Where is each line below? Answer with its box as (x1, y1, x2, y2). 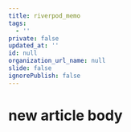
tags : (8, 19, 27, 27)
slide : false (8, 64, 52, 72)
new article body (8, 106, 123, 125)
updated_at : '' (8, 42, 59, 50)
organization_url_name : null (8, 57, 106, 65)
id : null (8, 49, 38, 57)
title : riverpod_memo (8, 11, 81, 20)
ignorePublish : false (8, 72, 81, 80)
